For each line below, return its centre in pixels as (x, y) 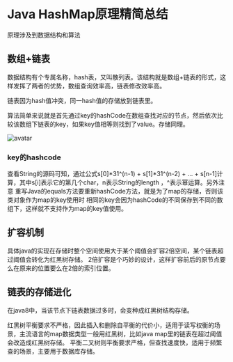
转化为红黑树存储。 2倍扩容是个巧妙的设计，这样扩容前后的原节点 (126, 259)
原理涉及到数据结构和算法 (44, 35)
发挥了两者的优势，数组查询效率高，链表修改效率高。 (89, 86)
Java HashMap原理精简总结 (88, 14)
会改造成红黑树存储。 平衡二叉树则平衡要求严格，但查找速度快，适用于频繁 (115, 343)
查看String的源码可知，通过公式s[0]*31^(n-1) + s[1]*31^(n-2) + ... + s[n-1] (112, 174)
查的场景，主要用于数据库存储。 (53, 351)
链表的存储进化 (39, 292)
